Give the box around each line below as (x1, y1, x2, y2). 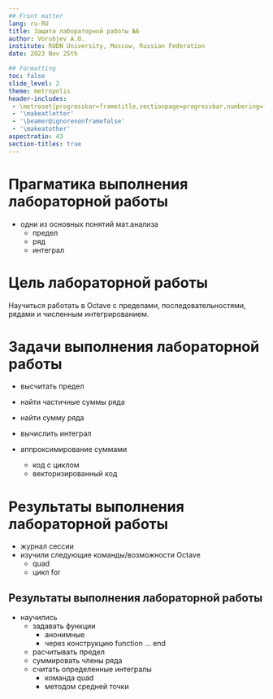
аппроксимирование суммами (19, 445, 128, 454)
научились (19, 613, 58, 623)
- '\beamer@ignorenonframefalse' (11, 117, 126, 126)
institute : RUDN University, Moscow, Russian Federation (8, 42, 206, 50)
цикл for (32, 567, 61, 577)
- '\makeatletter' (11, 110, 75, 118)
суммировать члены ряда (32, 656, 123, 666)
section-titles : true (8, 140, 82, 148)
